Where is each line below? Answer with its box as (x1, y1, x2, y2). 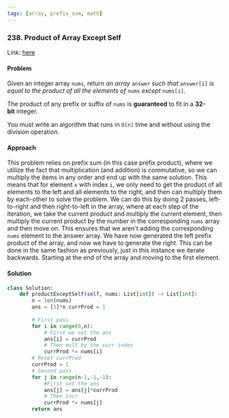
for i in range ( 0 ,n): (32, 323, 94, 329)
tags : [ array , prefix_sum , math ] (7, 10, 103, 17)
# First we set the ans (43, 329, 112, 336)
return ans (32, 406, 63, 413)
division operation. (7, 128, 60, 136)
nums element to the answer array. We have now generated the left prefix (7, 231, 212, 240)
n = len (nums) (32, 297, 72, 304)
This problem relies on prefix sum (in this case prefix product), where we (7, 159, 213, 167)
